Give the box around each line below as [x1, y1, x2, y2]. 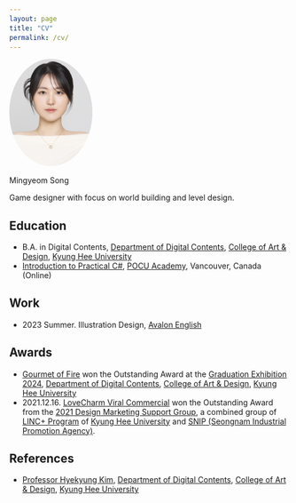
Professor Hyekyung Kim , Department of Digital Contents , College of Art [21, 475, 286, 485]
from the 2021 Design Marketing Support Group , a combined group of [21, 406, 277, 417]
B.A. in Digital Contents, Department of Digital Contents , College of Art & [21, 241, 287, 252]
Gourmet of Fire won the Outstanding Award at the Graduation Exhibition [21, 369, 287, 379]
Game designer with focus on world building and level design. [9, 192, 235, 204]
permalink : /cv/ [9, 33, 69, 42]
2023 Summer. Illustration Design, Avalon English [21, 319, 202, 330]
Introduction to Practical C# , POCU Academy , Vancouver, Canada [21, 260, 261, 271]
